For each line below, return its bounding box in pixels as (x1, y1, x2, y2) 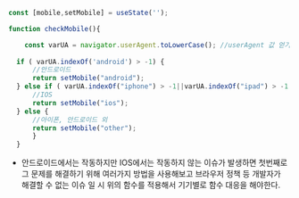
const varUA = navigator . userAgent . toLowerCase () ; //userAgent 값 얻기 (24, 40, 291, 49)
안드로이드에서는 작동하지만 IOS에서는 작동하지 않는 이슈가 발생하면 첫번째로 (21, 157, 287, 169)
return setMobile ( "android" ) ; (31, 74, 145, 83)
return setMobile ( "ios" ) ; (31, 98, 129, 107)
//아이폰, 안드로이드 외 (31, 115, 108, 124)
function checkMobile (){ (8, 24, 101, 33)
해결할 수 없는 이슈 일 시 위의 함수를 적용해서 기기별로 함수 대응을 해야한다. (21, 179, 281, 191)
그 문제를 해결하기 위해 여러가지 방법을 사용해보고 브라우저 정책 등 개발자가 (21, 169, 282, 179)
